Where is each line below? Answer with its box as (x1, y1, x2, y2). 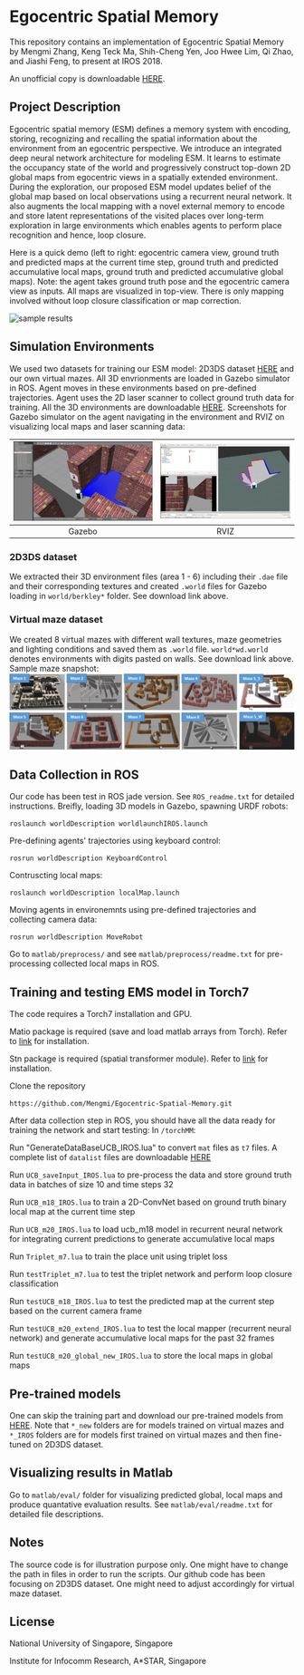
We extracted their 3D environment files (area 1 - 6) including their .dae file (9, 571, 289, 582)
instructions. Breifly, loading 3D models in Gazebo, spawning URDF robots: (9, 800, 289, 812)
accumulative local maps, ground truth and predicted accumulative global (9, 266, 284, 277)
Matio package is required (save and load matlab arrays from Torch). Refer (9, 1026, 288, 1037)
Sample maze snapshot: (9, 663, 100, 673)
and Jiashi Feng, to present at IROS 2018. (9, 55, 163, 66)
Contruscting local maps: (9, 870, 103, 881)
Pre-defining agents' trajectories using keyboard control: (9, 836, 222, 847)
